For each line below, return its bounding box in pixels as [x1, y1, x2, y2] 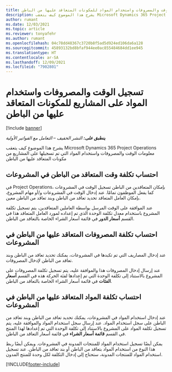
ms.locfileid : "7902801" [6, 64, 59, 69]
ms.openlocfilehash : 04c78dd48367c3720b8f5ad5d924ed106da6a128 [6, 41, 143, 46]
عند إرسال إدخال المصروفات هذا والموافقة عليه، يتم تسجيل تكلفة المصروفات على [6, 267, 160, 273]
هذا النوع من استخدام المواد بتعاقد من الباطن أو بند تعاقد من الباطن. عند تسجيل [6, 345, 155, 352]
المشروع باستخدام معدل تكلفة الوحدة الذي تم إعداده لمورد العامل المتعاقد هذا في [6, 210, 160, 216]
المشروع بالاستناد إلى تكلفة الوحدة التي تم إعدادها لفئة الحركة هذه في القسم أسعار [6, 272, 163, 279]
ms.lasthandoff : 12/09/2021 [6, 60, 66, 65]
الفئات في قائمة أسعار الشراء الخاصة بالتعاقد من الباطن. [6, 278, 112, 284]
